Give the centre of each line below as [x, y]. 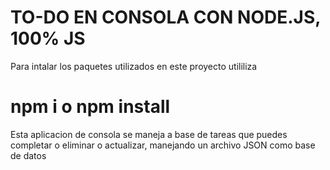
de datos [28, 155]
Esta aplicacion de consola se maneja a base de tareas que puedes [149, 134]
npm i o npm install [90, 107]
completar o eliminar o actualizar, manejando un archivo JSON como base [163, 145]
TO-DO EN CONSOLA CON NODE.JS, [165, 17]
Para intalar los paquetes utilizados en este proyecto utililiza [134, 66]
